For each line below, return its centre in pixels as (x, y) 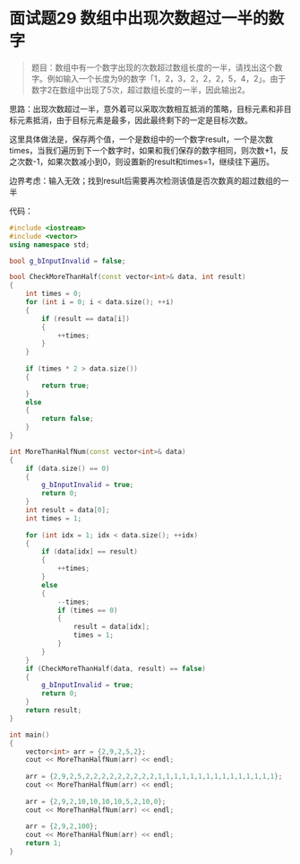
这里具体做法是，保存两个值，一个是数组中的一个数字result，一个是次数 (141, 139)
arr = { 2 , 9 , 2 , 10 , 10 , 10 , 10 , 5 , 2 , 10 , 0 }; (96, 801)
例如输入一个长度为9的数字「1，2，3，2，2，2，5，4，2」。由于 (167, 78)
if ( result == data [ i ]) (86, 319)
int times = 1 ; (54, 518)
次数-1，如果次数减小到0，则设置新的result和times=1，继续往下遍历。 (146, 161)
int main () (30, 735)
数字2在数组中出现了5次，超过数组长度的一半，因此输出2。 (141, 90)
